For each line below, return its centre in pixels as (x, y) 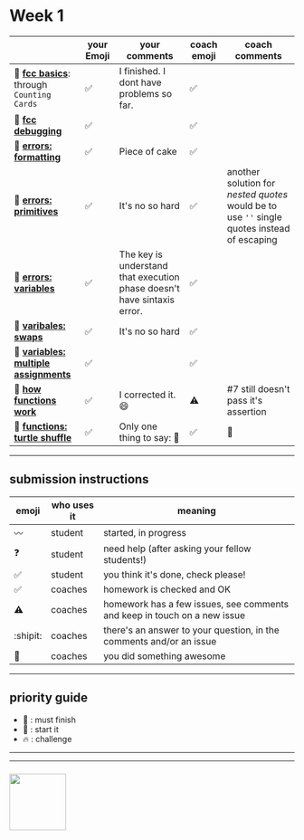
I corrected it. (147, 395)
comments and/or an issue (160, 641)
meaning (197, 511)
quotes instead (258, 228)
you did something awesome (165, 655)
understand (144, 265)
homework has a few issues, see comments (196, 604)
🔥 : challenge (47, 739)
